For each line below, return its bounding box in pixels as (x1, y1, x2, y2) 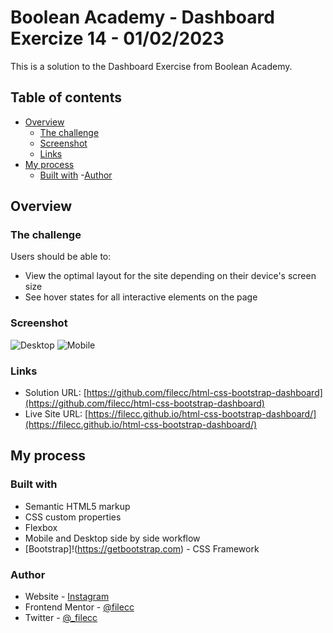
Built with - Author (39, 169, 113, 181)
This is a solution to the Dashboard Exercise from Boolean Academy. (10, 60, 293, 72)
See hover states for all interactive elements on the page (24, 291, 258, 303)
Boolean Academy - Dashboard (10, 6, 275, 29)
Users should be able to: (10, 251, 112, 263)
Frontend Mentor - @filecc (24, 601, 135, 613)
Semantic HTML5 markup (24, 500, 131, 512)
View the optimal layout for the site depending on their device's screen (24, 270, 317, 282)
